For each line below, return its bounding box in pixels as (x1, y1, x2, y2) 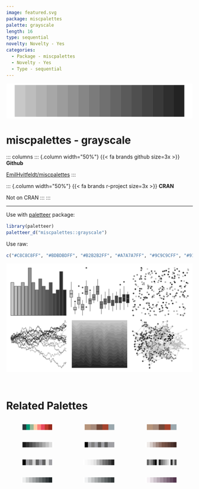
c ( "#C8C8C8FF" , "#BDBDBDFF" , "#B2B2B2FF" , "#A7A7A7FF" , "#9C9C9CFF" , (6, 252, 182, 258)
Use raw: (6, 240, 28, 247)
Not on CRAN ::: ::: (6, 193, 51, 201)
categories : (6, 47, 36, 53)
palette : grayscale (6, 22, 54, 28)
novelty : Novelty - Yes (6, 41, 65, 47)
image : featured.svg (6, 9, 57, 15)
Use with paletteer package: (6, 211, 75, 218)
